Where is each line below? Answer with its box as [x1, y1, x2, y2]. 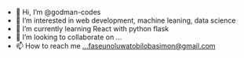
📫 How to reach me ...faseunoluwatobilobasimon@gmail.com [15, 42, 216, 50]
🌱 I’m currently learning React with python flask [15, 24, 169, 33]
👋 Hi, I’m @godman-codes [15, 8, 101, 16]
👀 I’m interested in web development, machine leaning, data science [15, 16, 236, 25]
